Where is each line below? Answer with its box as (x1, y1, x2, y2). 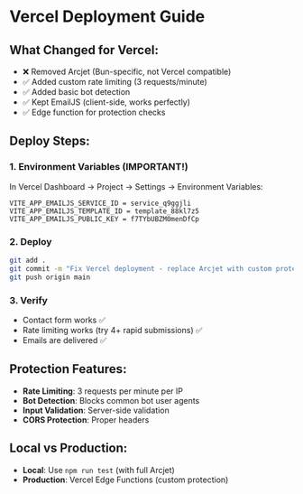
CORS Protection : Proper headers (22, 414, 150, 425)
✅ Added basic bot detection (22, 87, 131, 97)
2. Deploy (9, 235, 52, 247)
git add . (9, 256, 47, 265)
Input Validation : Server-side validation (22, 405, 170, 415)
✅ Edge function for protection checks (22, 107, 166, 117)
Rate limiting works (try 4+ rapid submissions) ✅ (22, 324, 203, 335)
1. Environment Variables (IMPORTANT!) (9, 161, 188, 173)
